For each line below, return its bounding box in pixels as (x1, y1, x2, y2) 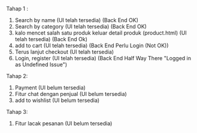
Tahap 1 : (6, 5, 29, 12)
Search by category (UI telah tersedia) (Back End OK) (14, 23, 147, 30)
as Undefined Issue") (14, 61, 68, 68)
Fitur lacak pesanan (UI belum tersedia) (14, 120, 113, 127)
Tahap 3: (6, 109, 28, 115)
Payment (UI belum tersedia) (14, 84, 86, 91)
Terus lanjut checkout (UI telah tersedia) (14, 48, 114, 55)
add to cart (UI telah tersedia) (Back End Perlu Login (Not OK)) (14, 42, 169, 49)
